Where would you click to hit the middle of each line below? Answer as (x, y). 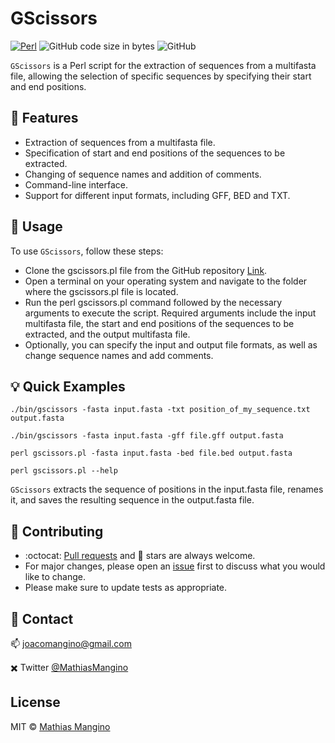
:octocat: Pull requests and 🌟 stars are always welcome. (140, 556)
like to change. (55, 577)
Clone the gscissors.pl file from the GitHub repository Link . (146, 270)
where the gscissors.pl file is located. (101, 291)
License (35, 702)
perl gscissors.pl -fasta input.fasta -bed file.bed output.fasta (151, 453)
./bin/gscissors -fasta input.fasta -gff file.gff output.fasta (147, 436)
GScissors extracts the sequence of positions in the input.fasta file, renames (167, 489)
